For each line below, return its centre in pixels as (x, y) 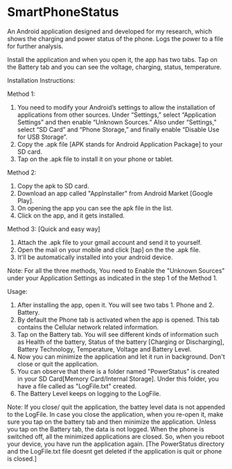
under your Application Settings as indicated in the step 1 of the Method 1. (113, 278)
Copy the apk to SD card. (53, 186)
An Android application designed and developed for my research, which (110, 31)
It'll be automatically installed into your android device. (95, 257)
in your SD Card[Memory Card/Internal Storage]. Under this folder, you (118, 379)
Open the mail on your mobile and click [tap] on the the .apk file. (109, 249)
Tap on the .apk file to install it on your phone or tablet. (95, 159)
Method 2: (22, 172)
